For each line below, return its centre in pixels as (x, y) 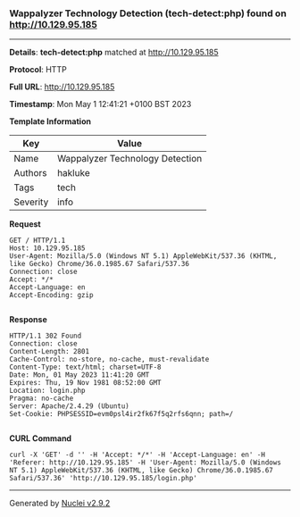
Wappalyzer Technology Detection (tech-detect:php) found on (148, 13)
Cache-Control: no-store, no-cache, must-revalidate (109, 360)
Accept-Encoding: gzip (51, 296)
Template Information (50, 121)
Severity (31, 202)
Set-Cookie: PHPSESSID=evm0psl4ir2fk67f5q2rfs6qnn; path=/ (121, 414)
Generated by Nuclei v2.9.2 (60, 504)
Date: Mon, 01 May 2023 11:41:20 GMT (79, 375)
